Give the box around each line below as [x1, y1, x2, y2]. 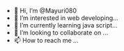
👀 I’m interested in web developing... [13, 14, 118, 22]
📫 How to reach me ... [13, 37, 79, 44]
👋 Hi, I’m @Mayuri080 [13, 7, 77, 14]
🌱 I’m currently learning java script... [13, 21, 118, 29]
